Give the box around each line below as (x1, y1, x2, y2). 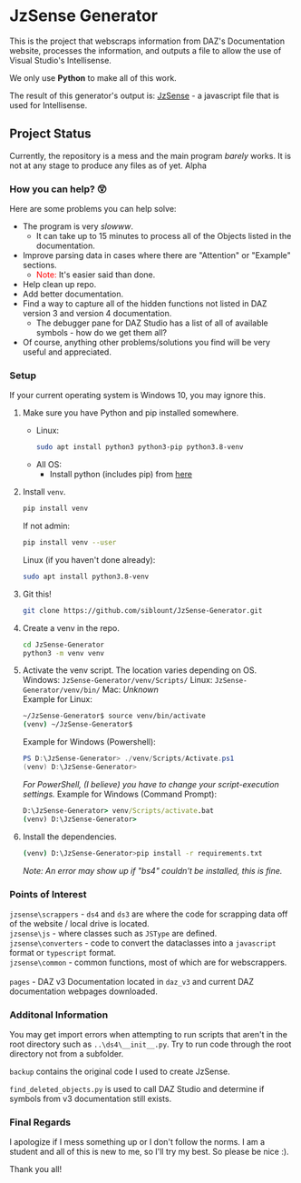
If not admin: (22, 520, 71, 532)
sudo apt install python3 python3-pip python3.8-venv (35, 443, 244, 452)
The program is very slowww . (22, 221, 134, 232)
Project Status (9, 126, 92, 142)
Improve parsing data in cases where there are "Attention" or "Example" (22, 250, 292, 261)
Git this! (22, 588, 52, 599)
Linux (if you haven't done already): (22, 554, 156, 565)
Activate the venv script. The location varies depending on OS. (22, 665, 257, 676)
